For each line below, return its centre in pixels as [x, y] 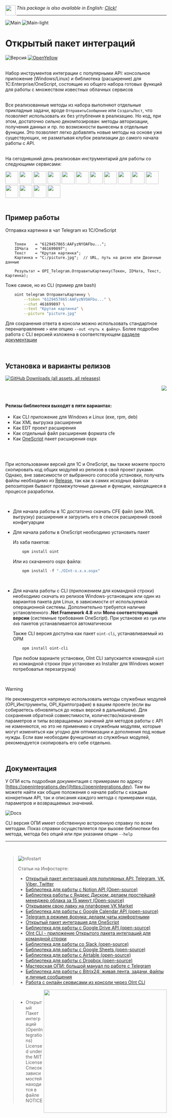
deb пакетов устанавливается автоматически [62, 623]
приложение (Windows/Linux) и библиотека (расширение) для [73, 78]
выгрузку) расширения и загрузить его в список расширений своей [87, 517]
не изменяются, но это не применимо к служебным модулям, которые [83, 726]
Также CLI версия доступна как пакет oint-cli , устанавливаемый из [88, 633]
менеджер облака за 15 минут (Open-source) [75, 900]
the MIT [34, 1057]
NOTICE [34, 1101]
